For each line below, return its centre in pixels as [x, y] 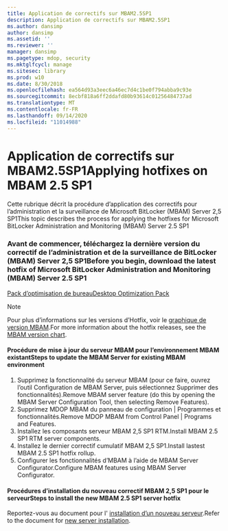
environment [26, 365]
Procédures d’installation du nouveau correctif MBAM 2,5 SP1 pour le [108, 490]
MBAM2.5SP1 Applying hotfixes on [107, 171]
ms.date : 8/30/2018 [35, 84]
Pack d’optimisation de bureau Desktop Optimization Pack [88, 293]
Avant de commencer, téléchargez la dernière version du [104, 244]
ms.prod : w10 [26, 77]
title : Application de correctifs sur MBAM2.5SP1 [80, 13]
